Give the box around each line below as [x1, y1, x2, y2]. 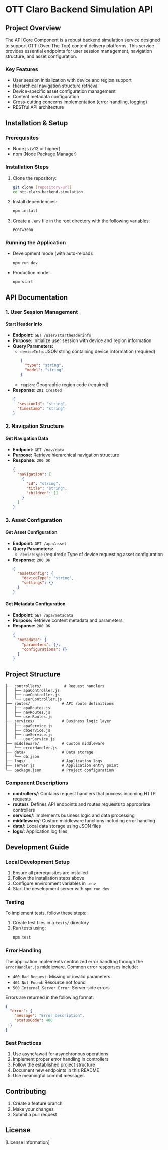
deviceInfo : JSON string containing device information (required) [20, 348, 156, 355]
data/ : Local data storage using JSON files [12, 823, 101, 829]
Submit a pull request [12, 1111, 57, 1117]
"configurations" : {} [22, 647, 67, 652]
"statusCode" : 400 [14, 1018, 53, 1023]
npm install [12, 208, 38, 214]
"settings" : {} [22, 580, 54, 585]
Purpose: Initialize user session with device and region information [12, 337, 152, 344]
